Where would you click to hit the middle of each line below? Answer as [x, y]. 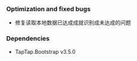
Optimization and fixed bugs [49, 9]
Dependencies [28, 39]
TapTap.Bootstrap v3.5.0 [45, 51]
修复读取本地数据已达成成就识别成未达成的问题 [73, 23]
